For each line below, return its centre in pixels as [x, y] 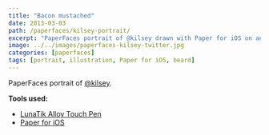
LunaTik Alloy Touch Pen [60, 113]
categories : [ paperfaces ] [51, 53]
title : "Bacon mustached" [51, 16]
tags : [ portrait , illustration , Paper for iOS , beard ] [102, 61]
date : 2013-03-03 [37, 23]
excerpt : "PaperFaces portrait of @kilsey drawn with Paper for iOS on [130, 38]
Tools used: [28, 98]
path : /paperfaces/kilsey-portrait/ [69, 30]
